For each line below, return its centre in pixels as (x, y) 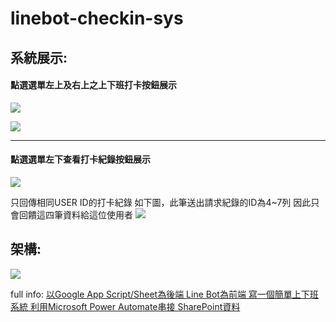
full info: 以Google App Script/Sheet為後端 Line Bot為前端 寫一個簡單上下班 (164, 294)
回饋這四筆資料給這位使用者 (75, 214)
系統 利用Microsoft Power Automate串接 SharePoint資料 (125, 306)
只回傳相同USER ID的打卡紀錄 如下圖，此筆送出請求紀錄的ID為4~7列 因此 (161, 202)
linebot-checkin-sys (97, 18)
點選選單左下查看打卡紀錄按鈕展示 (80, 159)
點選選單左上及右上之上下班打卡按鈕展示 (93, 85)
